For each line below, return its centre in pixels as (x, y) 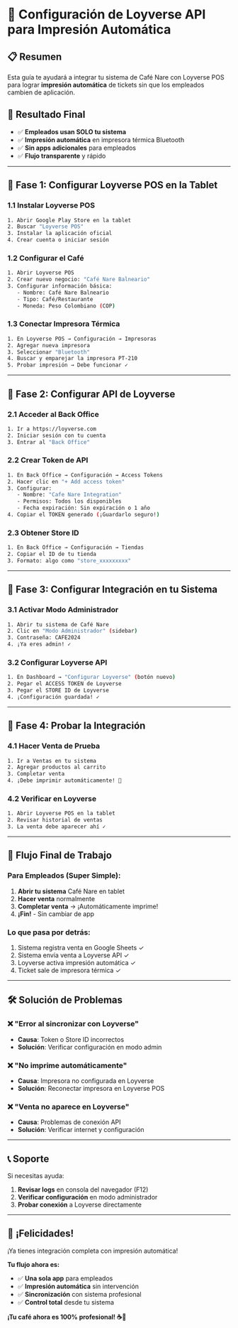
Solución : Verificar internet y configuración (81, 1130)
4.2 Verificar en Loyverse (52, 798)
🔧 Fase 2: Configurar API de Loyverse (91, 394)
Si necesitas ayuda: (36, 1176)
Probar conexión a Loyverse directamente (79, 1205)
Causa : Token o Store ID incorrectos (71, 1039)
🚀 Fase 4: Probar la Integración (76, 726)
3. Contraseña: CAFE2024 (44, 638)
